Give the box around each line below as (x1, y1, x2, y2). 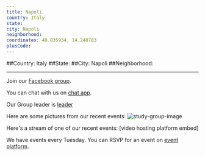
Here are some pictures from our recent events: (6, 112, 126, 119)
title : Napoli (6, 9, 43, 15)
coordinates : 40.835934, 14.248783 (6, 37, 97, 43)
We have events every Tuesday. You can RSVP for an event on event (6, 136, 179, 143)
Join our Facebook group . (6, 77, 71, 84)
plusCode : (6, 43, 32, 49)
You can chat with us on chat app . (6, 89, 92, 96)
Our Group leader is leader (6, 101, 73, 108)
